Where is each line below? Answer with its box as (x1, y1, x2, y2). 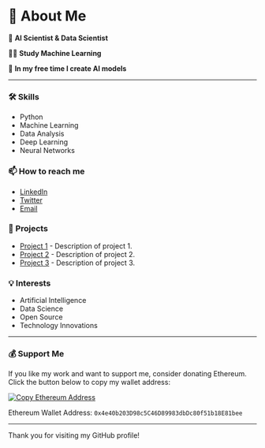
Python (19, 112, 43, 121)
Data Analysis (19, 129, 65, 139)
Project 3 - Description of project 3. (19, 258, 136, 267)
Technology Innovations (19, 321, 99, 330)
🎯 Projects (8, 223, 49, 234)
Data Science (19, 304, 64, 314)
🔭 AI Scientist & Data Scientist (8, 33, 109, 43)
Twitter (19, 195, 43, 204)
